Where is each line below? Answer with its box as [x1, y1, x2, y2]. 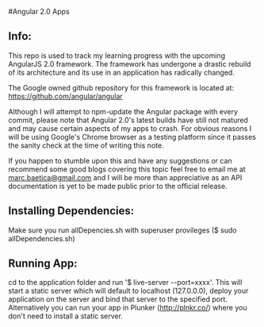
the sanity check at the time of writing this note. [8, 140, 164, 150]
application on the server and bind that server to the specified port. [8, 294, 228, 304]
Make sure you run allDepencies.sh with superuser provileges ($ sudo [8, 225, 237, 235]
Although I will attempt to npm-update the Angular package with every [8, 106, 239, 116]
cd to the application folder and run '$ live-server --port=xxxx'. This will [8, 278, 243, 287]
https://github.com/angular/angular [8, 91, 123, 101]
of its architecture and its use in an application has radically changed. [8, 67, 235, 77]
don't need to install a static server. [8, 311, 123, 321]
